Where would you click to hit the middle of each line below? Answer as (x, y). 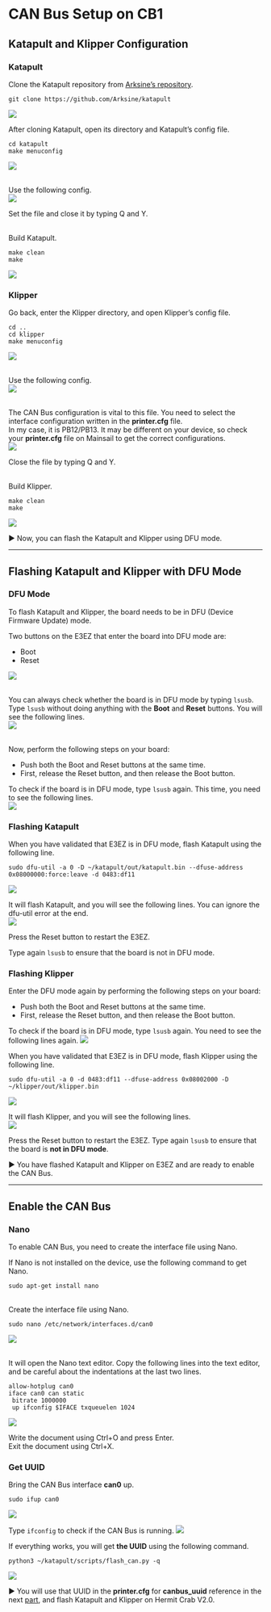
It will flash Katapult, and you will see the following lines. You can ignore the (134, 905)
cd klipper (27, 335)
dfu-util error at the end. (48, 913)
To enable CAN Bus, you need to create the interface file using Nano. (123, 1247)
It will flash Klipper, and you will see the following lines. (100, 1117)
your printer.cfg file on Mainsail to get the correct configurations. (117, 439)
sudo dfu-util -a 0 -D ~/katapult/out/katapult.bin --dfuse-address (126, 868)
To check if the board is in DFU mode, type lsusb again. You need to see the (135, 1031)
